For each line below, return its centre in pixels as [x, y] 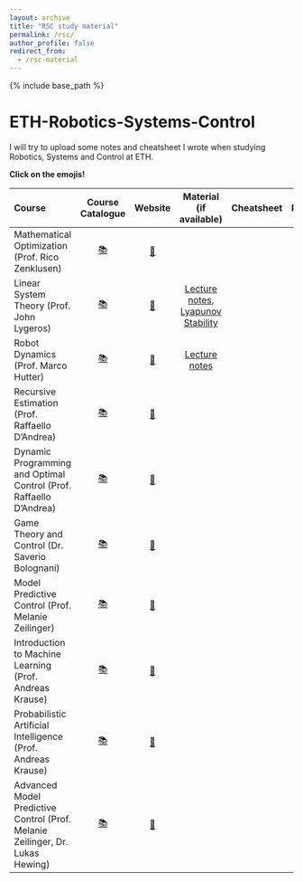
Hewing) [32, 864]
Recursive [35, 392]
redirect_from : [38, 52]
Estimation [36, 403]
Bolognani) [37, 568]
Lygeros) [32, 328]
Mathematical [43, 234]
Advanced [36, 785]
